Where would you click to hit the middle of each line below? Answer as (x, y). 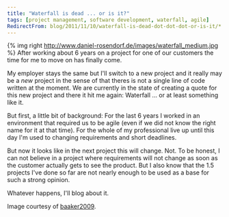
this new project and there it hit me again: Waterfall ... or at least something (113, 95)
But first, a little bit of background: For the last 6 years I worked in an (104, 116)
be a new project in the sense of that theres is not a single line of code (106, 81)
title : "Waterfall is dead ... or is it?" (68, 13)
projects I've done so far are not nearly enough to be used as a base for (108, 173)
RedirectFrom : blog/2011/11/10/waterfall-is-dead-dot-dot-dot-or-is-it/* (114, 26)
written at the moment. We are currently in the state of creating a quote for (112, 88)
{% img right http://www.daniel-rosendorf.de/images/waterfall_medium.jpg (113, 46)
